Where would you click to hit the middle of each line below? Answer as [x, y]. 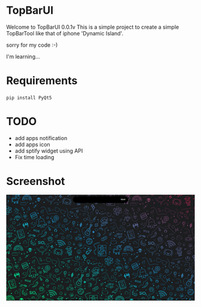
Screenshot [36, 181]
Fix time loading [34, 157]
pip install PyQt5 [29, 98]
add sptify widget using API [49, 151]
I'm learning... [23, 56]
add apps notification [41, 138]
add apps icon [33, 144]
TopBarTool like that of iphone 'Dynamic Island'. [65, 33]
